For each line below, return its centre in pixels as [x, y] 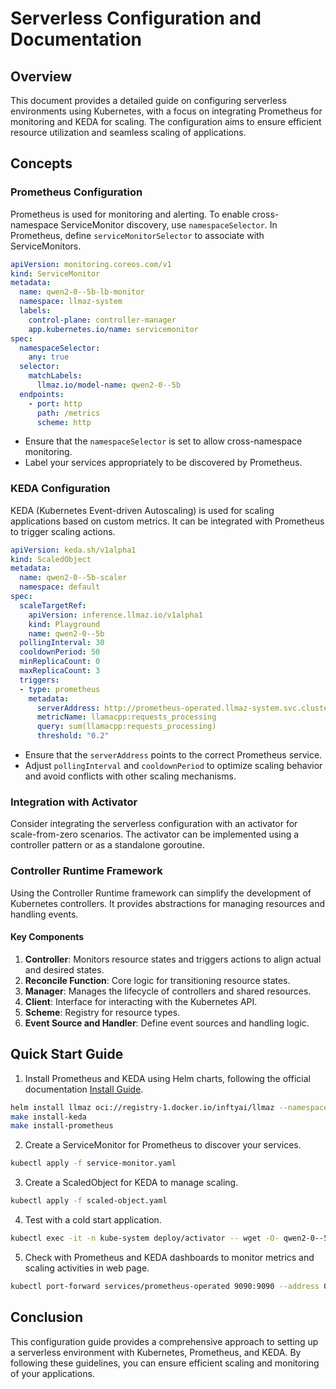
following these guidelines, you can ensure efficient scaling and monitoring [165, 1363]
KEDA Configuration [60, 489]
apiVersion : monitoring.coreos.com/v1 [91, 264]
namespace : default [60, 587]
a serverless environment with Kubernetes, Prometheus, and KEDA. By [156, 1352]
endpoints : [42, 394]
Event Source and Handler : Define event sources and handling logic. [167, 1023]
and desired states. [64, 969]
